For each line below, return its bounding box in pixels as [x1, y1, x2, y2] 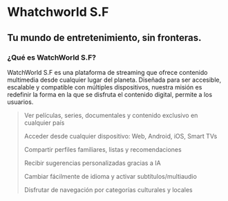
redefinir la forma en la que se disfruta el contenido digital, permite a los [7, 90, 213, 98]
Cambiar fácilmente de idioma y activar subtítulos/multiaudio [23, 172, 197, 180]
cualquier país [23, 119, 65, 127]
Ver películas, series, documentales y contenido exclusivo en [23, 111, 198, 119]
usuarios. [7, 98, 34, 106]
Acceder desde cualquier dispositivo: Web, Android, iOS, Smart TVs [23, 132, 218, 140]
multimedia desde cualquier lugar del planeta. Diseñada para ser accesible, [7, 76, 222, 84]
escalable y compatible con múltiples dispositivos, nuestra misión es [7, 82, 202, 91]
